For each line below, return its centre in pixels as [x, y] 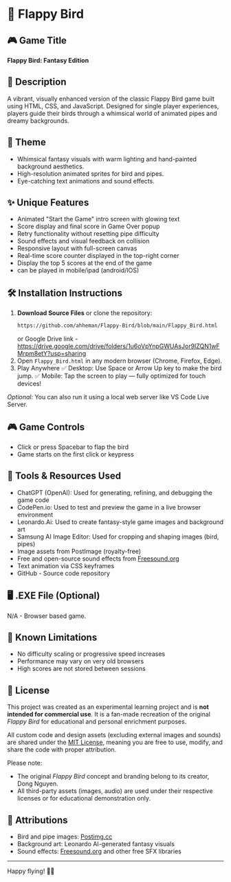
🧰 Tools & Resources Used [64, 476]
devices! [29, 384]
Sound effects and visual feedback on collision [83, 241]
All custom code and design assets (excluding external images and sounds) [114, 735]
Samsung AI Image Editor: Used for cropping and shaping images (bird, [118, 537]
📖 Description [37, 82]
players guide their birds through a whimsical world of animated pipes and [112, 113]
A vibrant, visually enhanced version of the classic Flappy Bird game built [111, 99]
